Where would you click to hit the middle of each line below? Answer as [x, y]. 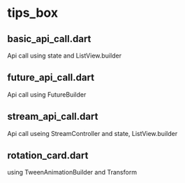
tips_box [32, 13]
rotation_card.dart [48, 156]
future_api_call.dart [51, 77]
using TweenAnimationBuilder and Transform [72, 172]
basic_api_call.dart [49, 39]
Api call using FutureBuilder [47, 94]
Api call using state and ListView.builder [65, 55]
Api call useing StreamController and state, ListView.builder [92, 133]
